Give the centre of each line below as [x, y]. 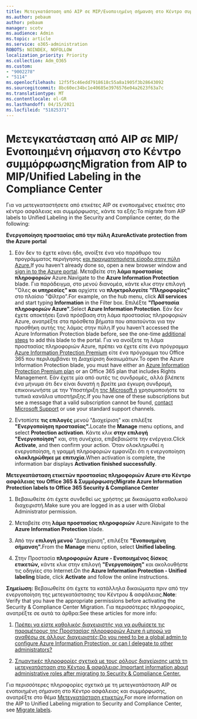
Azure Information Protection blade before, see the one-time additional [100, 334]
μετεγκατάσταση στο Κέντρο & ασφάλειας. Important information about [101, 667]
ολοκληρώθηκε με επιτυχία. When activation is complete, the [90, 458]
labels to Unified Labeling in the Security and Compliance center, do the [93, 217]
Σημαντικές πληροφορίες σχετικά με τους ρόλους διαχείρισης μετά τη [101, 661]
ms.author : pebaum [28, 17]
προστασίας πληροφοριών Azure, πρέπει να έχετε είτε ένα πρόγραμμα [101, 347]
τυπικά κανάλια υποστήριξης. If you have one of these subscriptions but [102, 397]
